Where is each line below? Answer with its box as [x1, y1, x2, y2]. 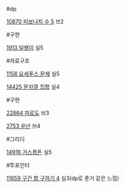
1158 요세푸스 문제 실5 [6, 70, 60, 77]
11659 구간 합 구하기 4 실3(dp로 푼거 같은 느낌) [6, 174, 119, 182]
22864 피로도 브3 [6, 109, 50, 116]
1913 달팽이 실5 [6, 44, 44, 51]
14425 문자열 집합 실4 [6, 83, 60, 90]
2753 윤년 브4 [6, 122, 41, 130]
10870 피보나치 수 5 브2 [6, 18, 64, 25]
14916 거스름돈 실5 [6, 149, 52, 155]
